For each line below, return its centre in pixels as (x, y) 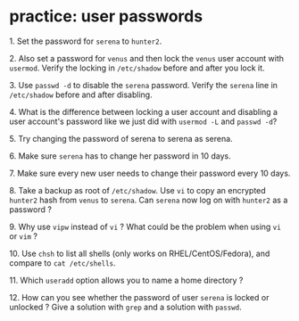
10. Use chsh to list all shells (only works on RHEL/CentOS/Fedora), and (140, 253)
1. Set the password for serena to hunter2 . (86, 41)
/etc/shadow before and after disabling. (81, 95)
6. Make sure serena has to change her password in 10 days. (120, 156)
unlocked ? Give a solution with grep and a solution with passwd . (126, 307)
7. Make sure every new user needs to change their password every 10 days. (150, 173)
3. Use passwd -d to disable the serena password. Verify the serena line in (144, 85)
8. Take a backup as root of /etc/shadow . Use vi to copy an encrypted (137, 190)
